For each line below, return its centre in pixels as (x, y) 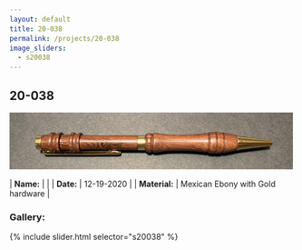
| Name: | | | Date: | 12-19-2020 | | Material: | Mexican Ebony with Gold (143, 184)
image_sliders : (38, 48)
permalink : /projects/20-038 (64, 38)
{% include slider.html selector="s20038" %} (94, 237)
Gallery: (27, 216)
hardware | (29, 193)
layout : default (40, 19)
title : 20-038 (36, 29)
